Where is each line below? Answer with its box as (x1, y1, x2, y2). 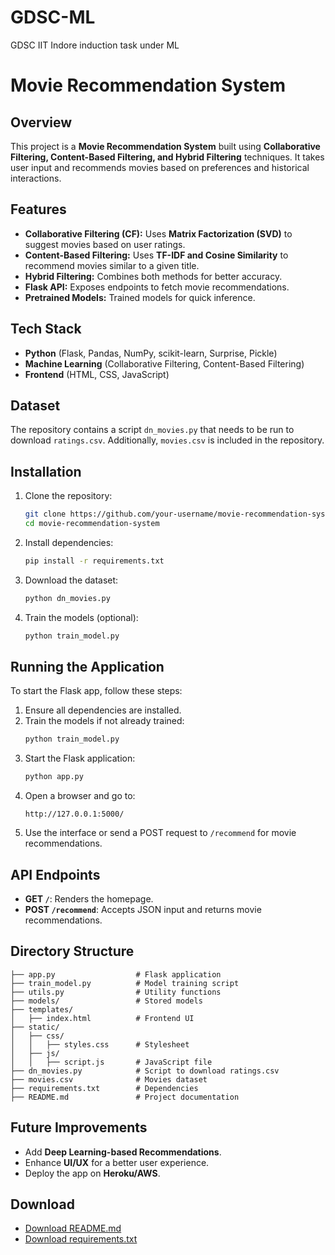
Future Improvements (10, 1119, 148, 1136)
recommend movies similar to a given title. (24, 259, 200, 271)
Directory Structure (10, 943, 135, 960)
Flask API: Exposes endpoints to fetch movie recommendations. (24, 281, 290, 293)
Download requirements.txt (24, 1233, 138, 1245)
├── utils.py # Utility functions (10, 987, 222, 997)
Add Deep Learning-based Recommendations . (24, 1146, 222, 1158)
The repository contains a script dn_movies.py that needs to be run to (10, 424, 295, 436)
